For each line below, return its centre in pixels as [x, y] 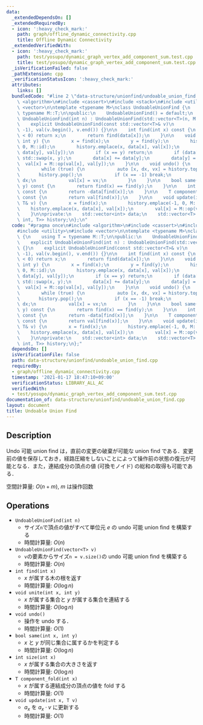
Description [29, 436]
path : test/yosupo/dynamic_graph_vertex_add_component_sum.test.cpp [105, 57]
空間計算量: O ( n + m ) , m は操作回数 [50, 486]
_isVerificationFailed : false [50, 68]
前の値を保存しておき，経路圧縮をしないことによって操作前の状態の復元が [98, 458]
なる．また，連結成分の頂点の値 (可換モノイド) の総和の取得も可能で [102, 466]
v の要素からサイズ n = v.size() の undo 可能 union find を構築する [106, 556]
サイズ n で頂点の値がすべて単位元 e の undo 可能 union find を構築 [105, 527]
